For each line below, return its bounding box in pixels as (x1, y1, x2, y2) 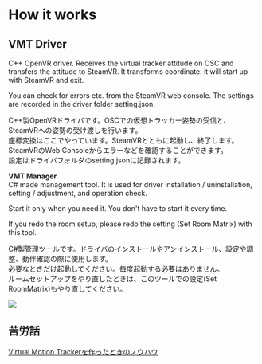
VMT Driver (8, 37, 68, 51)
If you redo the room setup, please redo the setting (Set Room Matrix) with (8, 219, 252, 229)
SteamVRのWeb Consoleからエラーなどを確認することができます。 (8, 146, 229, 155)
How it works (8, 6, 97, 24)
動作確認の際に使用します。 (22, 254, 113, 264)
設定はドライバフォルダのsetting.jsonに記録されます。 (8, 155, 186, 165)
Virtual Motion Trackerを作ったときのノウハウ (8, 346, 158, 356)
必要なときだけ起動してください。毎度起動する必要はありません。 (8, 264, 225, 273)
